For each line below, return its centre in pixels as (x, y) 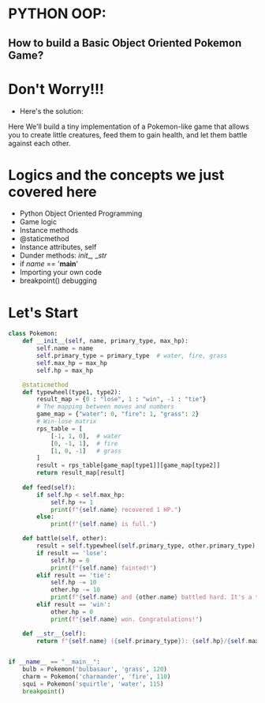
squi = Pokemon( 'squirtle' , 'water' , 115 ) (93, 684)
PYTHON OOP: (57, 14)
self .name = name (65, 348)
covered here (52, 192)
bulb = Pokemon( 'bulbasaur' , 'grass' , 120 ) (95, 669)
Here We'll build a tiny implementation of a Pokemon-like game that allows (129, 126)
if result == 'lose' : (72, 553)
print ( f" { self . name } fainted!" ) (103, 568)
